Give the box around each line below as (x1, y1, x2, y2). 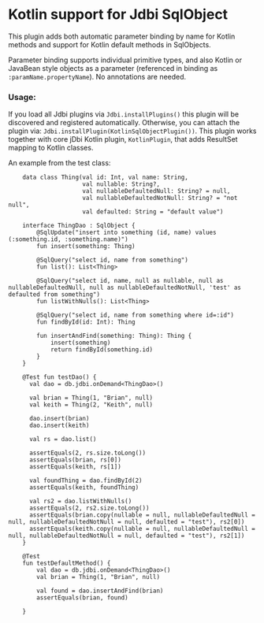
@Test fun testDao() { (22, 373, 97, 381)
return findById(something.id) (50, 346, 154, 354)
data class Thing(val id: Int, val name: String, (22, 173, 189, 182)
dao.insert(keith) (28, 421, 90, 430)
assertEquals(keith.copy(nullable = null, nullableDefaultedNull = (28, 525, 256, 533)
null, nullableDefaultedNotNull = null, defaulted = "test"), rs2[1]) (8, 532, 245, 540)
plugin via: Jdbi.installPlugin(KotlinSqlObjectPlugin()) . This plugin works (8, 126, 257, 135)
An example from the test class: (8, 158, 111, 168)
